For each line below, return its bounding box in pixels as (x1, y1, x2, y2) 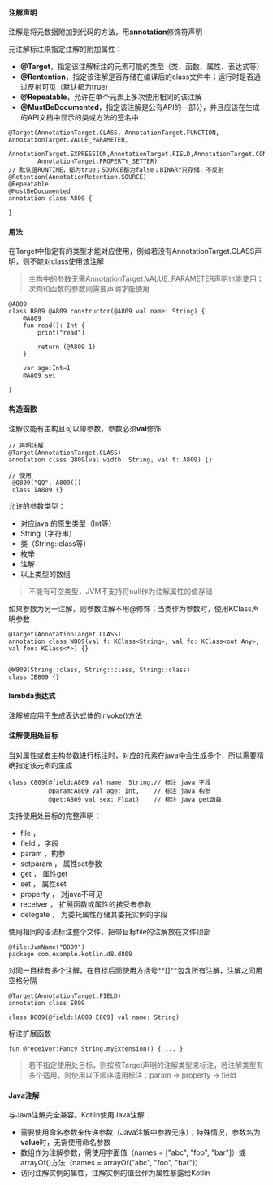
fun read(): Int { (23, 321, 85, 330)
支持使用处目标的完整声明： (8, 811, 102, 821)
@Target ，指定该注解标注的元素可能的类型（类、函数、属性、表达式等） (19, 62, 264, 72)
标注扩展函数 (8, 1029, 51, 1039)
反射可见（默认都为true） (27, 82, 113, 92)
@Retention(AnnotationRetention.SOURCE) (8, 173, 148, 181)
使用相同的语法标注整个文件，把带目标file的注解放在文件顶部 (8, 927, 211, 937)
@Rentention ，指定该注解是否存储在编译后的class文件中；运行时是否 (19, 72, 254, 81)
